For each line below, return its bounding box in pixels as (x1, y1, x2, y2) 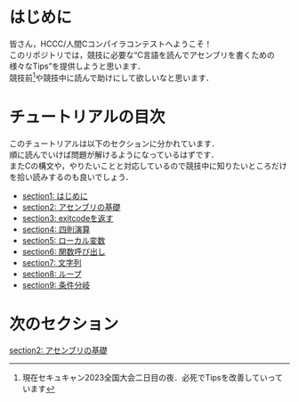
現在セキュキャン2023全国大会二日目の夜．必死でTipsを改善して (21, 373, 261, 383)
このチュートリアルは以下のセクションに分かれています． (9, 138, 220, 149)
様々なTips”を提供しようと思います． (9, 61, 145, 71)
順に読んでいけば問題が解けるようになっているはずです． (9, 149, 220, 160)
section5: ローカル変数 (21, 234, 106, 245)
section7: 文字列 (21, 257, 82, 267)
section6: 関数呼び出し (21, 246, 106, 257)
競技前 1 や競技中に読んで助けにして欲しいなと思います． (9, 70, 214, 83)
